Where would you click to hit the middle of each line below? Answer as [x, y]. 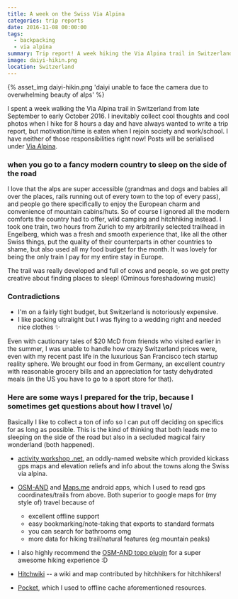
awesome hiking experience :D [63, 560]
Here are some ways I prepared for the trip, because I [100, 397]
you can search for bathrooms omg [80, 531]
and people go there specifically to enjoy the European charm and [104, 204]
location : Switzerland [41, 67]
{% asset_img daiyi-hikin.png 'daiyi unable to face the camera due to [108, 87]
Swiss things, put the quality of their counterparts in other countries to [110, 242]
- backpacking [34, 41]
